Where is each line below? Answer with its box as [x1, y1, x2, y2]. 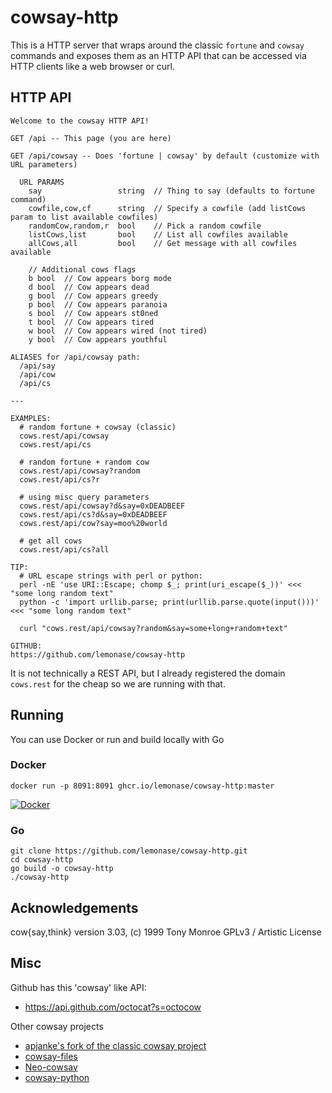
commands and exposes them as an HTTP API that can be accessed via [10, 49, 307, 61]
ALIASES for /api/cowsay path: [10, 352, 141, 362]
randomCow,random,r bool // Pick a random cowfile [28, 221, 262, 231]
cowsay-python [24, 1071, 90, 1083]
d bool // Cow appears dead [28, 282, 150, 292]
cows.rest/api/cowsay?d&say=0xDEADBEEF [19, 501, 186, 511]
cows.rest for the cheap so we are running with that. [10, 677, 226, 690]
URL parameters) [10, 159, 78, 170]
